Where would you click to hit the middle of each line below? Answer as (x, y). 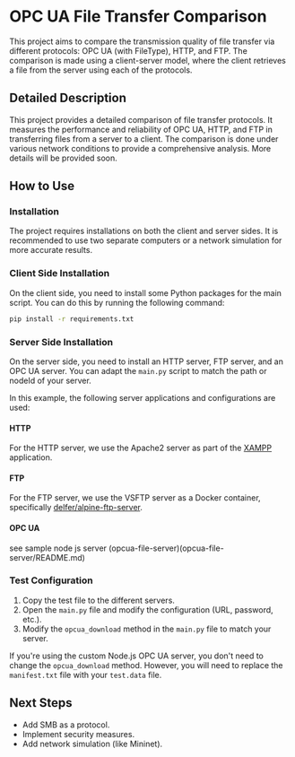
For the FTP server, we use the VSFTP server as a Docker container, (135, 498)
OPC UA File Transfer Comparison (138, 17)
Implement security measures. (78, 734)
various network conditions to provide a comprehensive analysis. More (140, 148)
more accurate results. (51, 250)
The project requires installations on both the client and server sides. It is (144, 231)
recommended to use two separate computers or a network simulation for (146, 240)
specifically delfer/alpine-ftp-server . (76, 508)
